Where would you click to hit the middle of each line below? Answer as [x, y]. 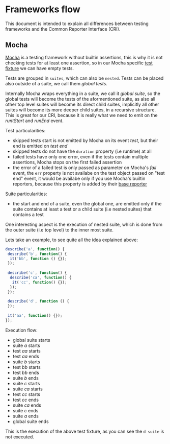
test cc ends [26, 400]
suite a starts [26, 345]
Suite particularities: [26, 194]
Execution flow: [21, 330]
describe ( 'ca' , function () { [41, 277]
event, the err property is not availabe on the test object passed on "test [89, 173]
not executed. [20, 437]
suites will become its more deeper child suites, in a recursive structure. [81, 110]
